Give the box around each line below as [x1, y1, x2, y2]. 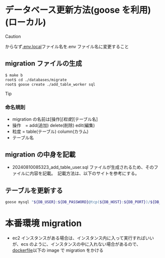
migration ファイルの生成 [5, 60, 82, 68]
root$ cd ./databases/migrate [5, 77, 67, 82]
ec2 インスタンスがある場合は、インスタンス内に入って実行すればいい [12, 235, 154, 241]
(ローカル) [5, 17, 47, 28]
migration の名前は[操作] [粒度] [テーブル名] [12, 116, 98, 122]
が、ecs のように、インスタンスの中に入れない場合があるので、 [12, 241, 141, 247]
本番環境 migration [5, 218, 82, 229]
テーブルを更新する [5, 186, 63, 194]
